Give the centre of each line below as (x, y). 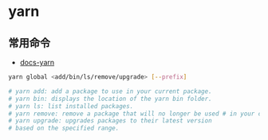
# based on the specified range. (64, 128)
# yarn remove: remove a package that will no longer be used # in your (132, 114)
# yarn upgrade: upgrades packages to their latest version (110, 121)
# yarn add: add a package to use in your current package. (110, 91)
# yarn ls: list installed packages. (71, 106)
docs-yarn (37, 62)
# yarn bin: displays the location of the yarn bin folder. (110, 99)
